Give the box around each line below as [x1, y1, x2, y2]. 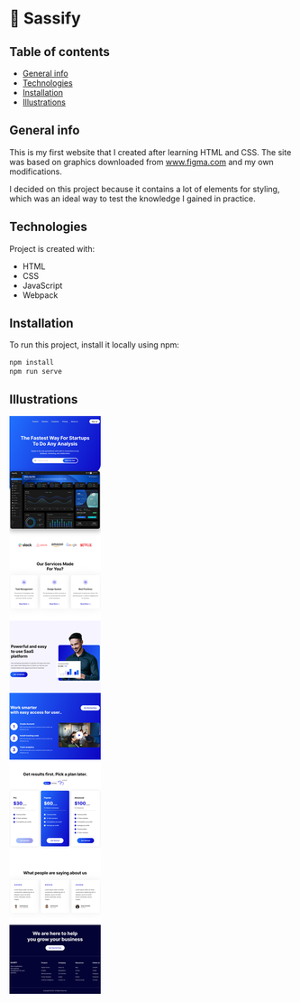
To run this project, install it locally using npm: [9, 339, 180, 350]
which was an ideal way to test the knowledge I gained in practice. [9, 193, 256, 204]
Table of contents [9, 44, 110, 60]
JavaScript [22, 280, 63, 291]
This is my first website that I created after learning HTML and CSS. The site [9, 146, 292, 157]
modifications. [9, 166, 63, 177]
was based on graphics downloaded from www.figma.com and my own [9, 156, 275, 167]
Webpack [22, 289, 59, 301]
